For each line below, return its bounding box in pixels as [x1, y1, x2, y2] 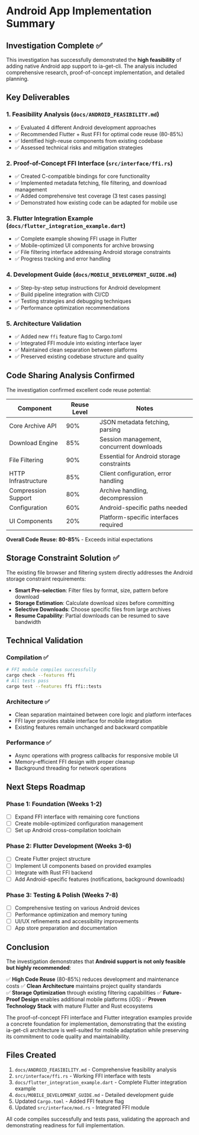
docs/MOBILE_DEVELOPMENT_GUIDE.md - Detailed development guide [14, 1091, 174, 1098]
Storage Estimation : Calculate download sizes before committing [14, 599, 175, 606]
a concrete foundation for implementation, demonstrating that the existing [6, 1020, 187, 1027]
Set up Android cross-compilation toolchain [14, 827, 121, 834]
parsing [99, 425, 121, 434]
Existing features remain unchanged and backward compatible [14, 723, 168, 730]
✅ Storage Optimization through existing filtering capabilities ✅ [6, 989, 162, 996]
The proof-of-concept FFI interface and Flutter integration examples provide [6, 1014, 192, 1021]
